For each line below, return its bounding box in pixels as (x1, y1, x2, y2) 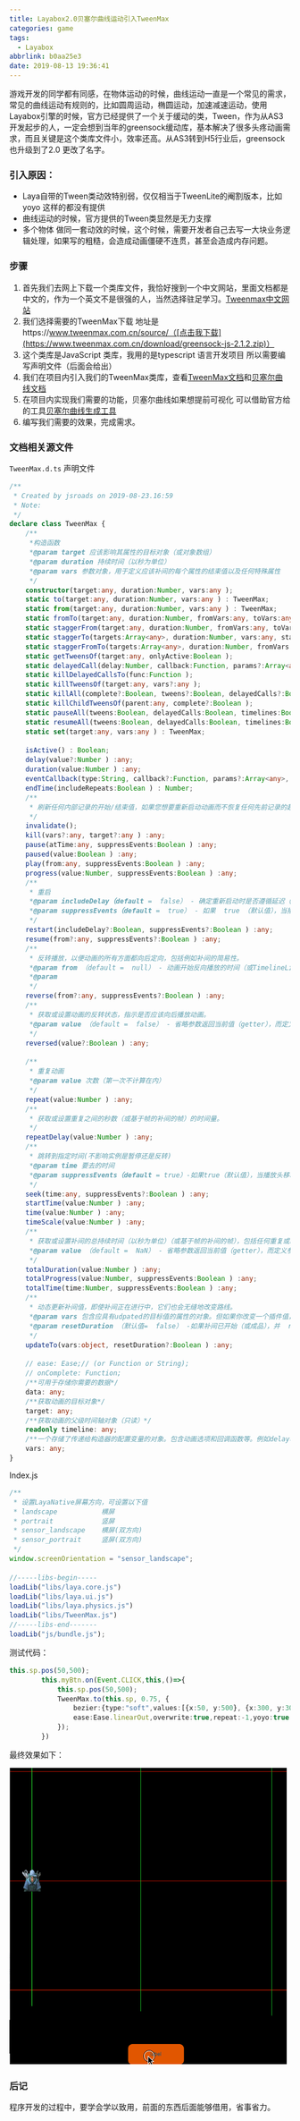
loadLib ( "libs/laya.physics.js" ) (9, 1601, 134, 1610)
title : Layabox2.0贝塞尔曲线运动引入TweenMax (9, 14, 170, 23)
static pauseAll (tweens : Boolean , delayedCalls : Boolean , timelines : (25, 708, 281, 717)
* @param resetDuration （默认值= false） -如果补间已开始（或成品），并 (29, 1321, 280, 1330)
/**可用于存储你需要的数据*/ (25, 1379, 119, 1387)
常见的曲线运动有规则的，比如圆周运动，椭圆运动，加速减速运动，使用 (9, 99, 268, 110)
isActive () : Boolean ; (25, 746, 110, 755)
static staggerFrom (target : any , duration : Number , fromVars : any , (25, 624, 270, 632)
